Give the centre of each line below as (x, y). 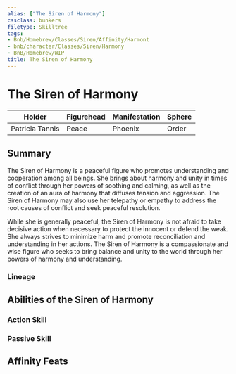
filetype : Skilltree (38, 27)
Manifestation (136, 117)
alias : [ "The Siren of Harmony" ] (56, 14)
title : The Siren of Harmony (50, 60)
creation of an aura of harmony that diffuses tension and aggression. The (113, 193)
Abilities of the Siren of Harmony (80, 299)
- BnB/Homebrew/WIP (36, 53)
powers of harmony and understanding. (65, 259)
